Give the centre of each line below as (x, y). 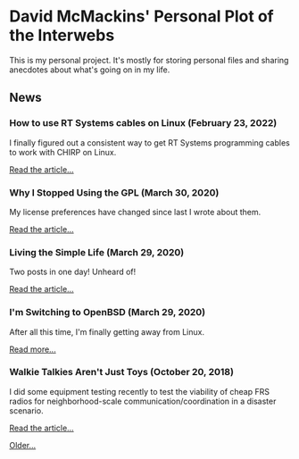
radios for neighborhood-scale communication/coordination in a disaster (143, 401)
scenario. (26, 410)
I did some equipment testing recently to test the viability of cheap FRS (140, 391)
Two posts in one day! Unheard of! (73, 272)
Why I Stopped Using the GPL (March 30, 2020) (114, 192)
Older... (23, 445)
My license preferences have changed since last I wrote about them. (135, 212)
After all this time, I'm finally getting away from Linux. (107, 331)
